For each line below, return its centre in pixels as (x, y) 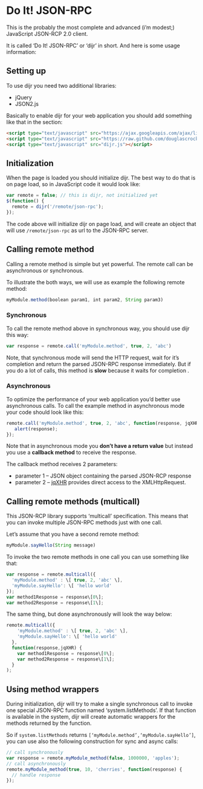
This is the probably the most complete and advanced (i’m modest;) (91, 27)
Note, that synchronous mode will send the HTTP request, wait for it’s (93, 358)
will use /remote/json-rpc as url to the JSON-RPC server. (77, 230)
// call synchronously (35, 753)
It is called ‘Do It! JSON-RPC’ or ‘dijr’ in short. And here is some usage (93, 45)
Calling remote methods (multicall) (73, 501)
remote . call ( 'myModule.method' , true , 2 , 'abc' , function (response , (94, 423)
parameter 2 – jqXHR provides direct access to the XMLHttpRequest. (100, 482)
